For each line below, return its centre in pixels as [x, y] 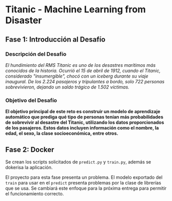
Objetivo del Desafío [31, 100]
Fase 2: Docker [30, 149]
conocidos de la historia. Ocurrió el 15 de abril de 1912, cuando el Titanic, [83, 70]
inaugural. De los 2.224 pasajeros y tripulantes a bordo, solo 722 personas [85, 81]
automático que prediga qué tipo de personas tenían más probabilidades [84, 117]
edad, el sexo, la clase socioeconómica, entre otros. [62, 133]
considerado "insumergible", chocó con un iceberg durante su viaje [77, 76]
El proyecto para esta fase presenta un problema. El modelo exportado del [84, 177]
